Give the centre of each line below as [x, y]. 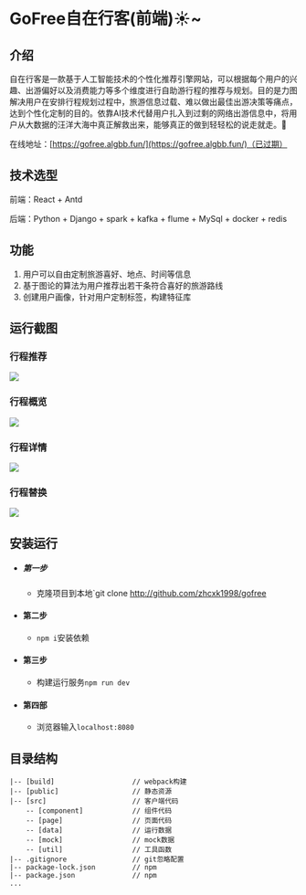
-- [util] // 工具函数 [99, 849]
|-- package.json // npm [83, 875]
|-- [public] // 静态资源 [90, 791]
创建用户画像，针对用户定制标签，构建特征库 [107, 297]
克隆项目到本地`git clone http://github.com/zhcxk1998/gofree [151, 593]
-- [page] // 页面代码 [99, 820]
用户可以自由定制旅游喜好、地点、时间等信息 [107, 274]
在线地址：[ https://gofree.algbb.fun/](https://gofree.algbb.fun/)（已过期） [148, 144]
